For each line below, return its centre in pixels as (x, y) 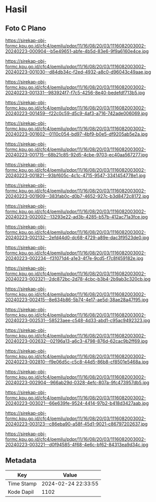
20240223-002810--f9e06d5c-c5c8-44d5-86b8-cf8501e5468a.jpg (77, 362)
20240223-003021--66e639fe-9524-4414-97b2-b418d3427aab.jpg (77, 403)
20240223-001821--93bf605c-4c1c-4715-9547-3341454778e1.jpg (75, 175)
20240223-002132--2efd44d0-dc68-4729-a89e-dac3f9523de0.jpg (77, 237)
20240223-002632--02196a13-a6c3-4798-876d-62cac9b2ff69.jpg (76, 341)
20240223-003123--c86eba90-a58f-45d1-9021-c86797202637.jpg (76, 424)
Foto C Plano (26, 28)
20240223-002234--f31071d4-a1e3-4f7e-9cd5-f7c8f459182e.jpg (74, 258)
